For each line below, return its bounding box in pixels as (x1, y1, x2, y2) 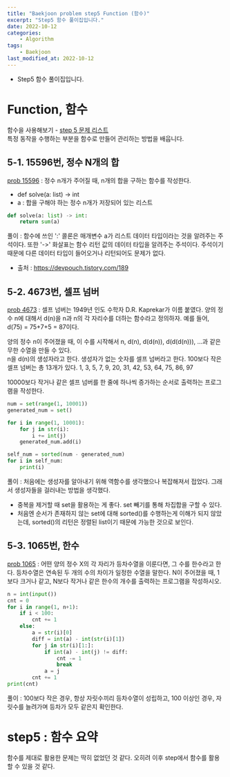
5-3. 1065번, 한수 (7, 540, 79, 552)
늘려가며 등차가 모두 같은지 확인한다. (25, 702, 124, 711)
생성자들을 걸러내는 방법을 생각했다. (14, 486, 111, 494)
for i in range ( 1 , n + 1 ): (7, 604, 79, 611)
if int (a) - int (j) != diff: (44, 649, 128, 655)
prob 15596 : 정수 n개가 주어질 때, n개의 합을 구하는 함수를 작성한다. (7, 176, 191, 184)
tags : (7, 42, 23, 49)
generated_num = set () (7, 407, 73, 414)
